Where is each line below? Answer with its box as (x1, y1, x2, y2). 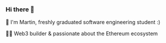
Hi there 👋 (5, 5, 35, 14)
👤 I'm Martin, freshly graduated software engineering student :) (5, 19, 161, 26)
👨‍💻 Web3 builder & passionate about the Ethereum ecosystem (5, 30, 158, 37)
